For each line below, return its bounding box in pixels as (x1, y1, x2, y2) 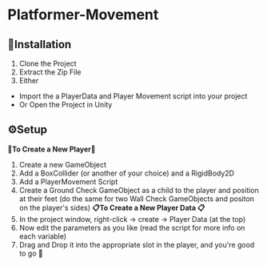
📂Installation (7, 38, 72, 51)
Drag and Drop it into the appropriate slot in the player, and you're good (18, 240, 255, 249)
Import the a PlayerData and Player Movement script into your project (18, 91, 248, 101)
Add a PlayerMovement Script (18, 176, 118, 186)
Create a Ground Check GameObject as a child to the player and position (18, 185, 259, 195)
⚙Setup (7, 123, 48, 137)
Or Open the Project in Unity (18, 100, 113, 109)
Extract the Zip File (18, 67, 82, 77)
